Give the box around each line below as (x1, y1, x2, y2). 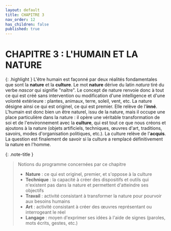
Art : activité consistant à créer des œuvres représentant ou (25, 204, 152, 210)
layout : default (5, 7, 40, 13)
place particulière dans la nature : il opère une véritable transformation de (5, 114, 160, 121)
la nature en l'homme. (5, 142, 51, 148)
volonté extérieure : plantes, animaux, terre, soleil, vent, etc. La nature (5, 98, 152, 104)
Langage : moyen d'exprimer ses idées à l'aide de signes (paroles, (25, 215, 166, 221)
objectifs (25, 188, 44, 194)
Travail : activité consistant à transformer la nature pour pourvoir (25, 193, 162, 199)
